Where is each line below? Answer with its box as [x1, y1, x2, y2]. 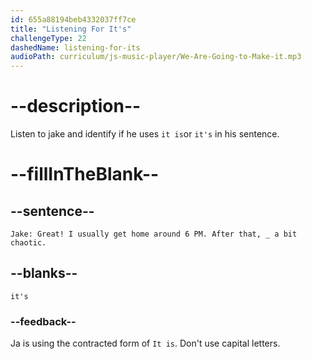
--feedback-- [10, 314, 77, 328]
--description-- [10, 95, 142, 118]
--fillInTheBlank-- [10, 163, 160, 186]
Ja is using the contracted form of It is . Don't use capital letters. [10, 337, 281, 350]
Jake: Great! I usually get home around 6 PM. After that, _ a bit [10, 229, 298, 240]
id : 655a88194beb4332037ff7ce [10, 14, 137, 25]
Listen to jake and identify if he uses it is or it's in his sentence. [10, 128, 280, 140]
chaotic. [10, 238, 47, 248]
